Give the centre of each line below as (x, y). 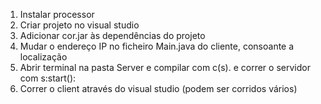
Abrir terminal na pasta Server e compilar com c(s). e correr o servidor (165, 67)
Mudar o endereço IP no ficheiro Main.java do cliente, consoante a (157, 46)
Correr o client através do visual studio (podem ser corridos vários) (158, 88)
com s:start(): (48, 78)
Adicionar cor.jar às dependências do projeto (112, 35)
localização (43, 57)
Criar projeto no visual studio (79, 25)
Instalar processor (57, 14)
